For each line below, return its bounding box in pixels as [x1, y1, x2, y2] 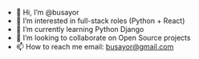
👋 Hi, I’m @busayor [15, 8, 79, 17]
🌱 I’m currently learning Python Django [15, 25, 144, 33]
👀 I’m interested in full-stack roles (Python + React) [15, 16, 185, 26]
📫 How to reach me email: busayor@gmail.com [15, 42, 174, 51]
